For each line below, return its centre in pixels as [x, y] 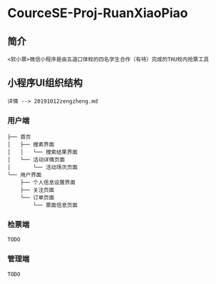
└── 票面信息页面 [56, 206]
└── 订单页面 [37, 198]
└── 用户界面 [25, 175]
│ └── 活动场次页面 [43, 168]
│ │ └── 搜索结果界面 [43, 152]
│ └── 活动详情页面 [36, 160]
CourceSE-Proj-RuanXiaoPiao [98, 13]
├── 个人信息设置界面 [48, 183]
